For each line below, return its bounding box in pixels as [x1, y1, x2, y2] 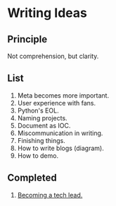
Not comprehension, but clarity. [7, 52, 99, 60]
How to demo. [17, 151, 58, 160]
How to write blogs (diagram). [17, 144, 104, 152]
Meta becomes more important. [17, 91, 110, 100]
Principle [7, 33, 48, 45]
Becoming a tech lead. [17, 190, 83, 199]
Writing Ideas [7, 5, 88, 21]
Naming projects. [17, 113, 68, 122]
